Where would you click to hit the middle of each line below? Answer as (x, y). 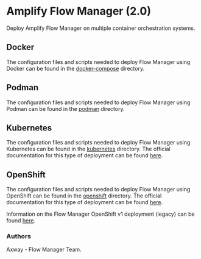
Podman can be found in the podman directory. (65, 108)
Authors (19, 236)
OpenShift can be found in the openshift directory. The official (84, 196)
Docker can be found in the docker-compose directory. (76, 68)
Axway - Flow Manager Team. (44, 250)
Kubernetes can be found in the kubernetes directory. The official (88, 149)
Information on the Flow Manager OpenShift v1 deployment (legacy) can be (100, 214)
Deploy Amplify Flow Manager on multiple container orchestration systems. (101, 28)
